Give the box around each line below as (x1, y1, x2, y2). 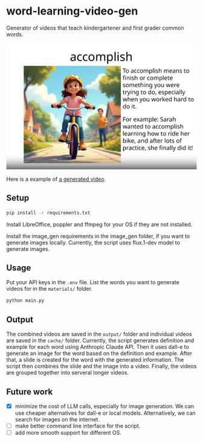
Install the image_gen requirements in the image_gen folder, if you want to (6, 232, 190, 239)
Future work (6, 386, 53, 397)
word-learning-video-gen (6, 4, 138, 18)
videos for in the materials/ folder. (6, 285, 92, 293)
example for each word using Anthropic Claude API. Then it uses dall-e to (6, 343, 189, 351)
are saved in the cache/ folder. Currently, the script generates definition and (6, 337, 195, 344)
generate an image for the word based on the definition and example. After (6, 349, 192, 357)
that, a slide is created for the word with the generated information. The (6, 356, 184, 363)
